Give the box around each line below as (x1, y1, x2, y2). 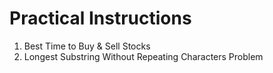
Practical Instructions (9, 7, 192, 30)
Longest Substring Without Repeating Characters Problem (23, 50, 264, 62)
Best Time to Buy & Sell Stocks (23, 40, 151, 52)
